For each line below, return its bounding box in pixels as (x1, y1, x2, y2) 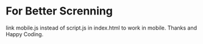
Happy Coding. (5, 30, 44, 37)
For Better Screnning (5, 4, 113, 18)
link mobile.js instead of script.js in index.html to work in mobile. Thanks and (5, 24, 198, 31)
